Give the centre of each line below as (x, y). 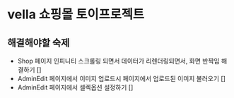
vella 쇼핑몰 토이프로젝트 (76, 14)
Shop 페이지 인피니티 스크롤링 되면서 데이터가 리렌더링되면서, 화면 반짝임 (118, 61)
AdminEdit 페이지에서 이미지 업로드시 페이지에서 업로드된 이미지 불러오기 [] (122, 79)
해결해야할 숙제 (39, 43)
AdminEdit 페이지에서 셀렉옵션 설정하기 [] (75, 87)
